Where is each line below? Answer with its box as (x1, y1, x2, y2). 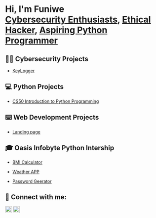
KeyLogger (12, 68, 35, 74)
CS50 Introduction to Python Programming (12, 98, 99, 104)
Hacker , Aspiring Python (5, 25, 108, 36)
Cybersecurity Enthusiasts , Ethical (5, 14, 151, 25)
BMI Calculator (12, 159, 43, 165)
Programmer (5, 35, 58, 46)
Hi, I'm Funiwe (5, 3, 65, 15)
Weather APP (12, 169, 39, 175)
